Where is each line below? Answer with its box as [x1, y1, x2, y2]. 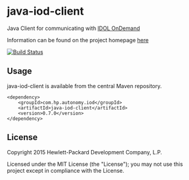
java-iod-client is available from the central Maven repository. [7, 82, 162, 89]
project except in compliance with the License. [7, 167, 125, 174]
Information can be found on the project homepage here [7, 36, 149, 43]
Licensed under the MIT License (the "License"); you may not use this [7, 160, 183, 168]
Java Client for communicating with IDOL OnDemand [7, 24, 140, 32]
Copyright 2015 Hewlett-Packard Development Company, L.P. [7, 148, 163, 156]
